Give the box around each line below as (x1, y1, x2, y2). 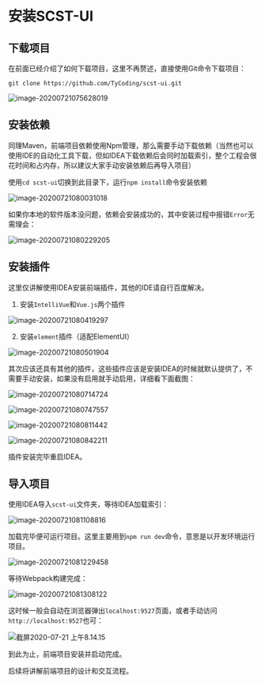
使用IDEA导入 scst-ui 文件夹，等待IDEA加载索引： (8, 499, 168, 509)
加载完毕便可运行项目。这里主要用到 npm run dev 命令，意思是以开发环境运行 (8, 532, 256, 541)
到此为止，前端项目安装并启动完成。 (8, 650, 127, 659)
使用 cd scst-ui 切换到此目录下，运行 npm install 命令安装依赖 (8, 177, 208, 187)
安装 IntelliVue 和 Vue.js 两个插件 (19, 299, 126, 309)
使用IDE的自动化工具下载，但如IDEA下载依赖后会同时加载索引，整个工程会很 (8, 150, 257, 160)
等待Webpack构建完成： (8, 574, 89, 583)
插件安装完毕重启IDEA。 (8, 452, 87, 461)
